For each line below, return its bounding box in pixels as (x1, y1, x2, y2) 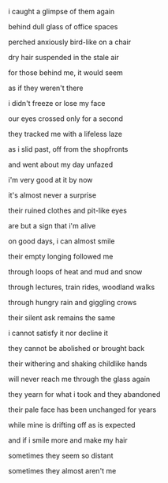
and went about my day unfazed (8, 160, 113, 169)
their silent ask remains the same (8, 313, 116, 323)
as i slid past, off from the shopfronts (8, 145, 129, 153)
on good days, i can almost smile (8, 236, 115, 246)
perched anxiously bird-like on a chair (8, 37, 132, 47)
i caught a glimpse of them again (8, 7, 115, 16)
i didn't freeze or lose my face (8, 99, 106, 108)
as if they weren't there (8, 83, 84, 92)
